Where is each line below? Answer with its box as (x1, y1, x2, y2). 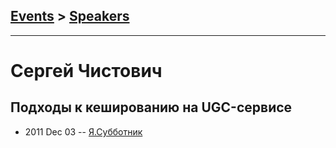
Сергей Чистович (10, 60, 163, 82)
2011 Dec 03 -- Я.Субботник (24, 125, 143, 138)
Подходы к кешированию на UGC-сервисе (10, 99, 293, 116)
